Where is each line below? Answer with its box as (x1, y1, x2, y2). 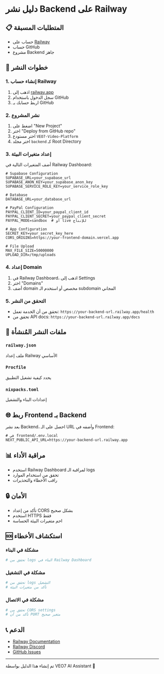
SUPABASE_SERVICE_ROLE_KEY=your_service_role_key (5, 184, 109, 189)
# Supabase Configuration (5, 171, 58, 176)
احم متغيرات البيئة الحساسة (12, 518, 63, 523)
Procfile (5, 365, 26, 370)
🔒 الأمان (5, 492, 27, 500)
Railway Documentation (12, 639, 60, 645)
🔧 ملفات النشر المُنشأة (5, 328, 67, 336)
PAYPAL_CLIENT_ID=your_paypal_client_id (5, 210, 89, 215)
